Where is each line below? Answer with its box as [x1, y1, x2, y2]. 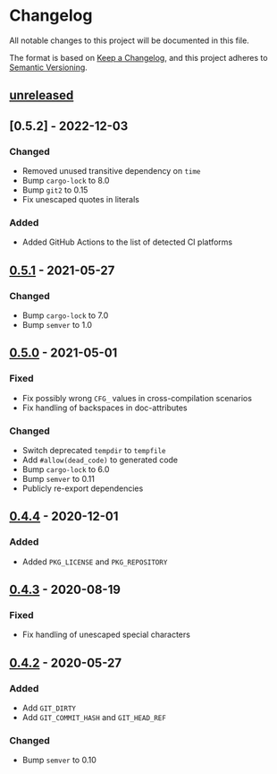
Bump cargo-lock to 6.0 [21, 463, 110, 475]
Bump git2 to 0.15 [21, 185, 88, 195]
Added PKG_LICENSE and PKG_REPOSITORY [21, 556, 168, 567]
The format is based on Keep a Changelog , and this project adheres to [9, 52, 268, 63]
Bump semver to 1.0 [21, 320, 92, 330]
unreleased [9, 88, 74, 103]
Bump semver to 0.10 [21, 754, 97, 766]
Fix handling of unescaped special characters [21, 629, 190, 641]
